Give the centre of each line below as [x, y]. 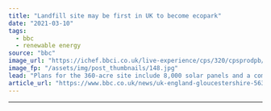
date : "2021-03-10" [41, 23]
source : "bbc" [32, 53]
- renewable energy [48, 46]
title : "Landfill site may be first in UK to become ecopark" [115, 16]
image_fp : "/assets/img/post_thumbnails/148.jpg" [94, 68]
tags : [17, 31]
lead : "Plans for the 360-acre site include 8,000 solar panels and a [129, 76]
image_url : [27, 61]
